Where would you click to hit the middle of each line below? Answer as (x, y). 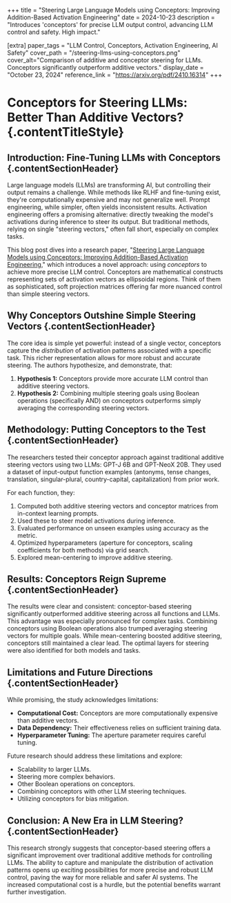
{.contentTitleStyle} (66, 132)
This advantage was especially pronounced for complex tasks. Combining (112, 621)
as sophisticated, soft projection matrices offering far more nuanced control (115, 287)
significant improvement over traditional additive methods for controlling (110, 855)
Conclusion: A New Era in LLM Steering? (96, 820)
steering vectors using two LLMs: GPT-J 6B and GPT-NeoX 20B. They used (114, 464)
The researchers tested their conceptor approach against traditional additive (115, 457)
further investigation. (37, 892)
